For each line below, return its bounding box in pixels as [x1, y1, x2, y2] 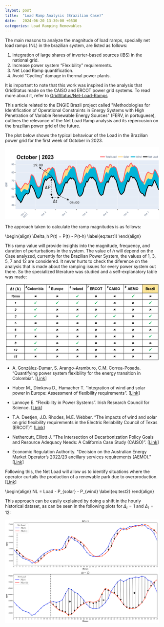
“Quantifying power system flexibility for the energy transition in [12, 370, 141, 376]
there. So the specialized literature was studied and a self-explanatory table [5, 269, 157, 274]
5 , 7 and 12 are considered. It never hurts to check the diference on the [5, 258, 148, 264]
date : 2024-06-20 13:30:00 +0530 [5, 18, 78, 23]
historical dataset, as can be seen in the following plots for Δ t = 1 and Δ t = [5, 503, 154, 510]
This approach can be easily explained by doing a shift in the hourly [5, 498, 142, 504]
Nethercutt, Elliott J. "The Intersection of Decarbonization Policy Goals [12, 434, 154, 440]
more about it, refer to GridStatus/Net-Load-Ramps [5, 93, 108, 99]
